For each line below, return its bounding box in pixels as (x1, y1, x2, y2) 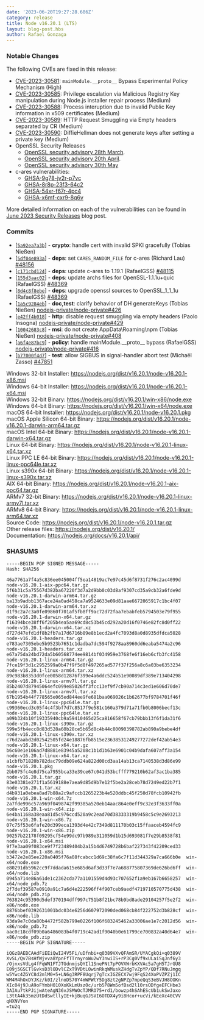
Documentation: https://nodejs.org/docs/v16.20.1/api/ (6, 532, 140, 539)
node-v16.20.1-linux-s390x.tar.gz (6, 721, 94, 727)
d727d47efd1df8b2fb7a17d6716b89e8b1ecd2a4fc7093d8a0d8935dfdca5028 (6, 630, 181, 637)
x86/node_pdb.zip (6, 934, 51, 941)
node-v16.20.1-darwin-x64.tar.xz (6, 625, 91, 631)
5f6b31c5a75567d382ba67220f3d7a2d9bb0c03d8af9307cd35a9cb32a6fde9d (6, 588, 181, 594)
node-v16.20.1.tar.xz (6, 785, 62, 791)
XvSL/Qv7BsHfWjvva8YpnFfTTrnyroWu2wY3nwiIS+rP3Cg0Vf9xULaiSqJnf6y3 (6, 955, 181, 962)
